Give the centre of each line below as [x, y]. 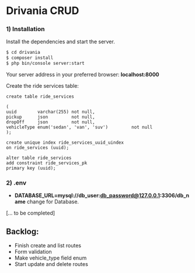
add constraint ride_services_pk [47, 163]
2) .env [16, 183]
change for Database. [53, 202]
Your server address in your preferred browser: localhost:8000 [83, 75]
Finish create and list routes [48, 246]
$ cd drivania [23, 53]
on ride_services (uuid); [37, 148]
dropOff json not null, [51, 122]
